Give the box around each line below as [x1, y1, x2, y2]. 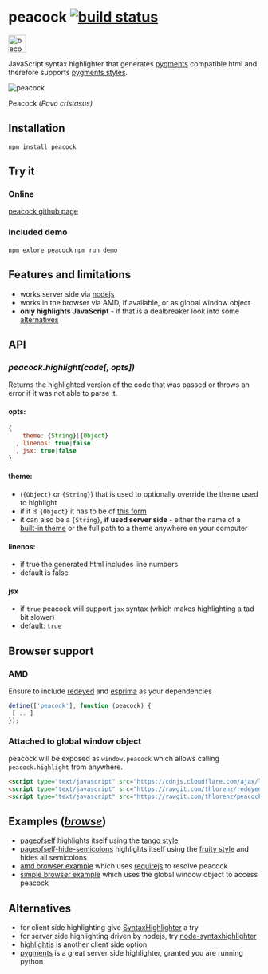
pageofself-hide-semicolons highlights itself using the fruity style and [19, 844, 250, 854]
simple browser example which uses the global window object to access [19, 870, 258, 880]
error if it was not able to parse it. [8, 389, 118, 398]
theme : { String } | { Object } [22, 432, 109, 440]
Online [8, 189, 34, 200]
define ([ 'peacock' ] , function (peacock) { [8, 702, 152, 710]
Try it [8, 165, 35, 178]
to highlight [19, 498, 57, 508]
